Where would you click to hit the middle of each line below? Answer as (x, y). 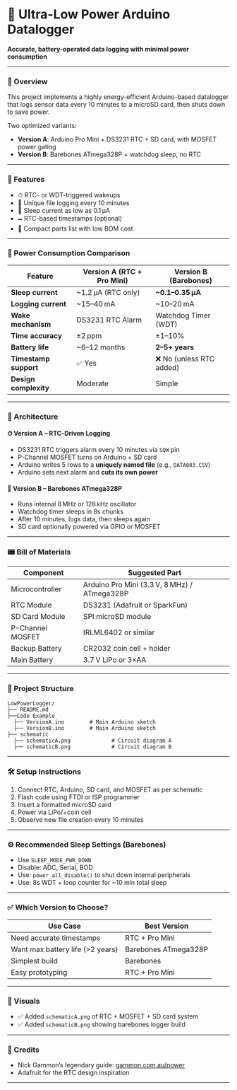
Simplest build (34, 961)
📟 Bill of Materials (39, 552)
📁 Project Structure (41, 689)
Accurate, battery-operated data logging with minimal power (98, 49)
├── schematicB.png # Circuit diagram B (93, 747)
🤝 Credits (24, 1050)
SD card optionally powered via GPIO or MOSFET (89, 527)
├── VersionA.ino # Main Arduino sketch (85, 722)
